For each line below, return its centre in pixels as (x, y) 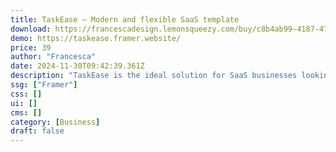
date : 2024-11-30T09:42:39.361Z (77, 66)
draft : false (37, 131)
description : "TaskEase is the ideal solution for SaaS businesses (154, 76)
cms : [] (26, 112)
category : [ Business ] (55, 122)
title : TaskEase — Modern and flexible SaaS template (125, 19)
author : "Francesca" (53, 57)
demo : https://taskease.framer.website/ (96, 38)
